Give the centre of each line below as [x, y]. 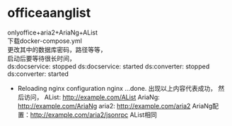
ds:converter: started [38, 74]
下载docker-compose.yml [45, 41]
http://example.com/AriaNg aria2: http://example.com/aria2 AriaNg [115, 106]
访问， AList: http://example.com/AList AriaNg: [92, 97]
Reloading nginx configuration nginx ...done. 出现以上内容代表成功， [117, 88]
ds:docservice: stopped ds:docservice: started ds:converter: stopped [109, 66]
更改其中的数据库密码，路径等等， [57, 49]
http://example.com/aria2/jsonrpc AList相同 [93, 115]
